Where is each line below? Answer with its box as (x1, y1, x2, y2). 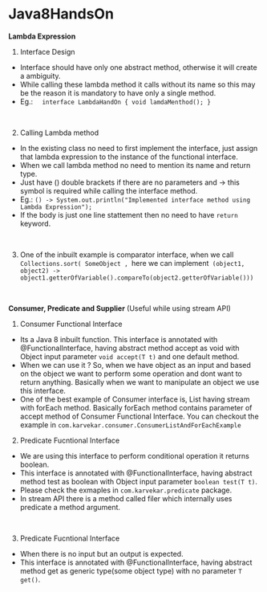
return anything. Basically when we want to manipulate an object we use (19, 377, 260, 386)
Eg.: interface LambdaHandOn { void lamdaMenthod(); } (19, 96, 211, 106)
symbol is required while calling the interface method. (19, 186, 198, 195)
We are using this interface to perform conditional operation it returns (19, 451, 250, 460)
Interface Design (19, 47, 75, 56)
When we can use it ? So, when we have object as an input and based (19, 360, 251, 369)
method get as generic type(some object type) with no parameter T (19, 565, 242, 575)
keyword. (19, 218, 51, 228)
